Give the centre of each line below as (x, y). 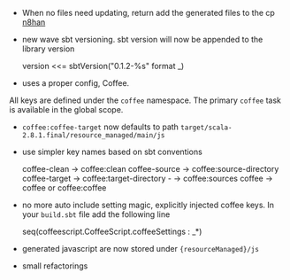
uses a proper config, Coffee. (76, 83)
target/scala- (206, 128)
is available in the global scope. (66, 109)
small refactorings (55, 266)
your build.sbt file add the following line (96, 214)
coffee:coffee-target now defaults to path (100, 127)
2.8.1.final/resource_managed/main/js (93, 136)
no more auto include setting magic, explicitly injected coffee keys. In (148, 205)
